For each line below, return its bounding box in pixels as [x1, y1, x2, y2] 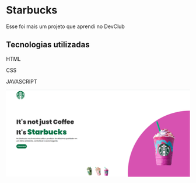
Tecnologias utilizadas [6, 40, 90, 50]
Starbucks [6, 4, 58, 17]
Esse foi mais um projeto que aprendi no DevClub [6, 23, 125, 30]
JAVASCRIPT [6, 78, 37, 85]
